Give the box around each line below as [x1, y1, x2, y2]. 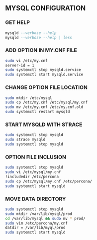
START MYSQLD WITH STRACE [5, 121, 83, 128]
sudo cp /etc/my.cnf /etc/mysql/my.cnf [5, 100, 88, 105]
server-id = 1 [5, 62, 35, 68]
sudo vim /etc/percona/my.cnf [5, 220, 68, 225]
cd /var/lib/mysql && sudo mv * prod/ [5, 216, 86, 221]
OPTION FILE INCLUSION [5, 153, 66, 160]
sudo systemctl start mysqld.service [5, 72, 84, 77]
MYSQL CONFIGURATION [5, 4, 86, 12]
